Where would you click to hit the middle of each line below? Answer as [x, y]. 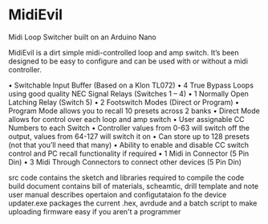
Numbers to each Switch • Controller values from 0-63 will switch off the [129, 128]
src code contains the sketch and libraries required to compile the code [126, 177]
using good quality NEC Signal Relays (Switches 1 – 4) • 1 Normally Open [128, 93]
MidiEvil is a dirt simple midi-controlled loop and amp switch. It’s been [124, 52]
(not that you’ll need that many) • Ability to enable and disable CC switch [129, 145]
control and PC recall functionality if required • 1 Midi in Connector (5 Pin [129, 153]
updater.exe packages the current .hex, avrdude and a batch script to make [133, 203]
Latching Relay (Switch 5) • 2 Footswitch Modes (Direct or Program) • [124, 102]
